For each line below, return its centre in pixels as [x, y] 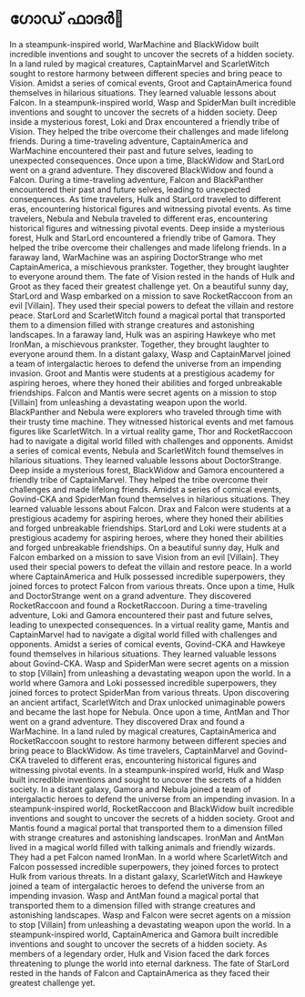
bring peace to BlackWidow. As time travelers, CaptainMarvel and [132, 750]
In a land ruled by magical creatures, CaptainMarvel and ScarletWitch [140, 64]
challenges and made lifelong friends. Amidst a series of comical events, [146, 489]
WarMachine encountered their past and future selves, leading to [132, 150]
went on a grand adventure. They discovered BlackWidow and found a [142, 170]
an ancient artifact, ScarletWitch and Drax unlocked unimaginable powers [147, 702]
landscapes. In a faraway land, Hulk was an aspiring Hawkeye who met [142, 334]
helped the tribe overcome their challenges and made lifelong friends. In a [148, 247]
